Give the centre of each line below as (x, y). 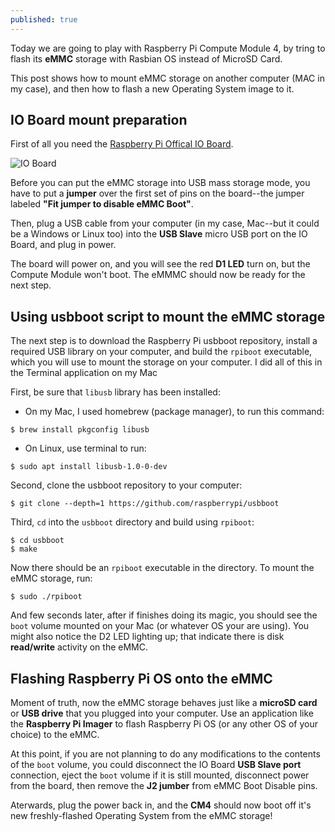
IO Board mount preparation (99, 120)
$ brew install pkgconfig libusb (80, 430)
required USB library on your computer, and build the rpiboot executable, (161, 352)
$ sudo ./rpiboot (46, 597)
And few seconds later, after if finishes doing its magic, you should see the (164, 615)
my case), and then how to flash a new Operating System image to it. (152, 88)
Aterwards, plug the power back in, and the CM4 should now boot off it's (161, 805)
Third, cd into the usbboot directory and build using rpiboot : (132, 522)
